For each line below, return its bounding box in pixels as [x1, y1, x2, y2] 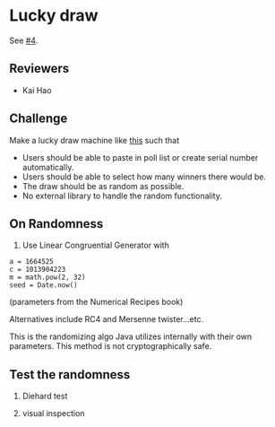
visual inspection [21, 408, 85, 419]
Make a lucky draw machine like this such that [9, 135, 180, 145]
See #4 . [9, 35, 39, 46]
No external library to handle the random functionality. [21, 190, 222, 201]
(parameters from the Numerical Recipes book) [9, 297, 184, 308]
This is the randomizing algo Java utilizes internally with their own [9, 331, 253, 342]
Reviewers [9, 61, 70, 76]
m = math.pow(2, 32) [9, 273, 87, 283]
